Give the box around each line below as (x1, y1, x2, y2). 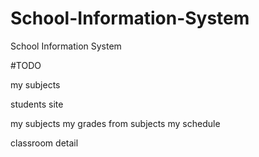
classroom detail (10, 137, 79, 149)
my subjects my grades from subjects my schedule (10, 117, 221, 129)
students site (10, 98, 64, 110)
